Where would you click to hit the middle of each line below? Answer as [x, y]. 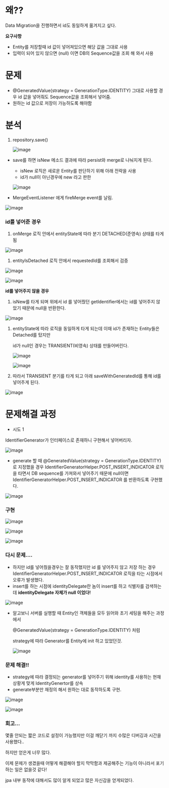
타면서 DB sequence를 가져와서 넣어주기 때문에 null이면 [73, 473]
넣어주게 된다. [26, 382]
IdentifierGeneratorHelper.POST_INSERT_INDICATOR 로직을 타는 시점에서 [88, 573]
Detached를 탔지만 [32, 335]
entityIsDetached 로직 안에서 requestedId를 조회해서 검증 [70, 260]
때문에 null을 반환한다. [44, 308]
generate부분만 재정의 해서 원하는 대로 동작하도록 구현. [67, 689]
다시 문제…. [19, 555]
